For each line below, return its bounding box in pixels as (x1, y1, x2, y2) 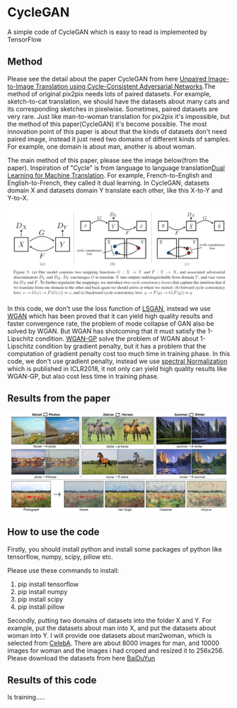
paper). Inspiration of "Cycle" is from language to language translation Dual (7, 164, 225, 172)
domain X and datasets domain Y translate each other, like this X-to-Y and (7, 185, 223, 195)
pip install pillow (17, 603, 65, 611)
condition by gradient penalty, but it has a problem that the (35, 342, 207, 350)
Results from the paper (7, 392, 111, 404)
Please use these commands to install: (7, 566, 120, 574)
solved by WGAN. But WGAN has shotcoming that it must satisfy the (7, 327, 207, 336)
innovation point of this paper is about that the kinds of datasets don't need (7, 127, 227, 135)
